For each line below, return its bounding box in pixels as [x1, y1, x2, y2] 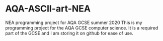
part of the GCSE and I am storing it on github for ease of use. [5, 30, 133, 36]
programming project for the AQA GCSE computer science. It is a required [5, 24, 158, 30]
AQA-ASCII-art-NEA [5, 3, 91, 14]
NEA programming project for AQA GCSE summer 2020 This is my [5, 19, 142, 25]
